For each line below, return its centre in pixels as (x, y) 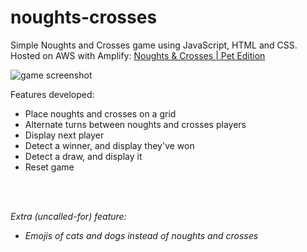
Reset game (49, 167)
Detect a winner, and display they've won (109, 145)
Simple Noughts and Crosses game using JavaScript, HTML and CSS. (154, 45)
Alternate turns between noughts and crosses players (135, 124)
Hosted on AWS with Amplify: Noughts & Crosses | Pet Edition (138, 55)
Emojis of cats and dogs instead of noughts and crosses (141, 235)
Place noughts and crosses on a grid (100, 113)
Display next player (64, 135)
